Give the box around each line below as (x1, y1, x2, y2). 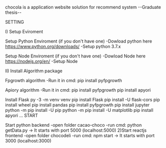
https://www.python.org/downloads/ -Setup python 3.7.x (5, 44, 121, 49)
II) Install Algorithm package (5, 68, 63, 74)
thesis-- (5, 9, 22, 15)
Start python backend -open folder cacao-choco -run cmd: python (5, 122, 142, 128)
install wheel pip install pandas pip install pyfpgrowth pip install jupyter (5, 102, 150, 108)
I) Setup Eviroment (5, 29, 43, 34)
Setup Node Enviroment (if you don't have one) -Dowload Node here (5, 53, 146, 59)
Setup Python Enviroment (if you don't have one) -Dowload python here (5, 38, 153, 44)
